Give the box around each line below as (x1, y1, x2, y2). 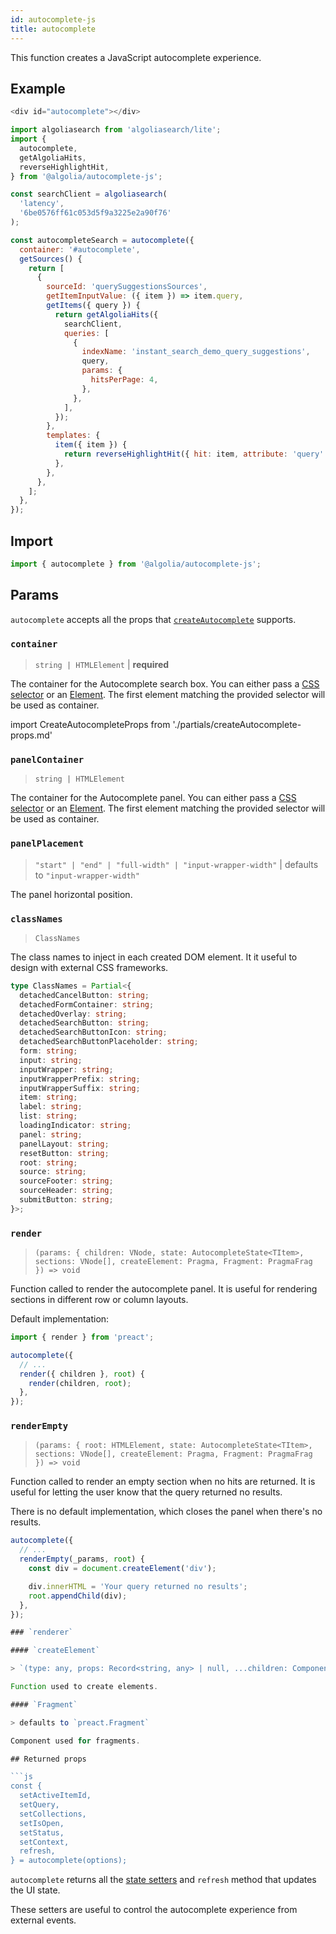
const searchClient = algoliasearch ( (10, 189, 168, 200)
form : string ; (19, 1046, 78, 1056)
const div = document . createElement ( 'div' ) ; (28, 1564, 217, 1574)
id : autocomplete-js (10, 14, 97, 25)
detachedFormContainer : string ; (19, 999, 155, 1010)
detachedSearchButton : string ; (19, 1018, 150, 1028)
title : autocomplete (10, 24, 97, 34)
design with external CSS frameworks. (10, 961, 169, 973)
